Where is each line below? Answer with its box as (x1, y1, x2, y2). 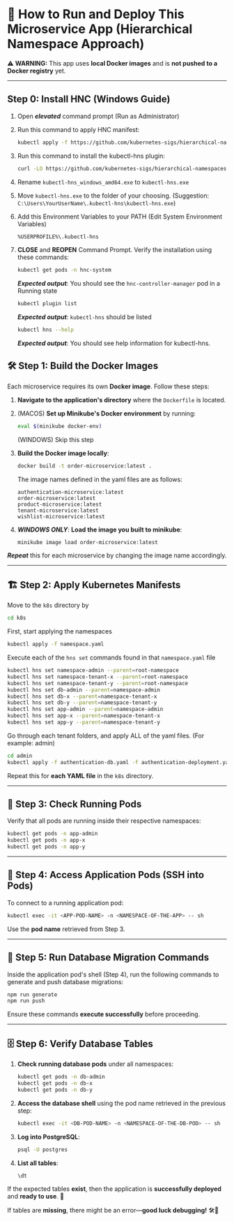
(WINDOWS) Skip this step (17, 435, 94, 444)
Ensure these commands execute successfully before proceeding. (7, 1010, 201, 1018)
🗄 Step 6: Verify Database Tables (7, 1037, 153, 1050)
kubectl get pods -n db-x (17, 1080, 93, 1087)
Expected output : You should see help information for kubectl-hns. (17, 339, 211, 347)
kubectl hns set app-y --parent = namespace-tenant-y (7, 719, 160, 726)
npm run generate (7, 991, 58, 998)
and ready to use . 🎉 (7, 1192, 65, 1201)
